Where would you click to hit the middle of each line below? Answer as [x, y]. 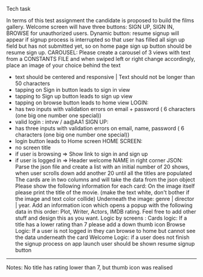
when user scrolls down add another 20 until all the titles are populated [103, 173]
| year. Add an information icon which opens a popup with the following [104, 205]
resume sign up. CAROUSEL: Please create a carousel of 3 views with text [98, 53]
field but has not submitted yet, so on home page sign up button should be [99, 46]
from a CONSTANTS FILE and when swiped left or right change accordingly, [101, 59]
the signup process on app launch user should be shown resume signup [105, 244]
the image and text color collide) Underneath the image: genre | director [105, 199]
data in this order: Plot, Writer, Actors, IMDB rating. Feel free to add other [105, 212]
